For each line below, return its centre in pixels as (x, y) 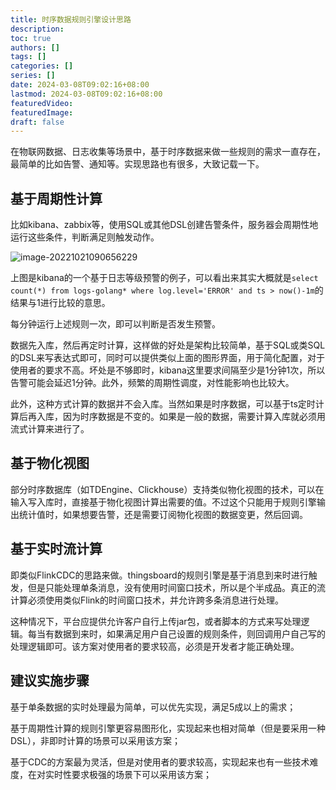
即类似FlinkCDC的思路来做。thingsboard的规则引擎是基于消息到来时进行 (159, 575)
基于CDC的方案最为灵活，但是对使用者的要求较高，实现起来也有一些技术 (160, 762)
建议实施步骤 (50, 681)
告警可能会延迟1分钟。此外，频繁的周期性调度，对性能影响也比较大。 (152, 383)
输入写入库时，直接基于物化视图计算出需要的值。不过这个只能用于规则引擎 (163, 502)
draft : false (37, 122)
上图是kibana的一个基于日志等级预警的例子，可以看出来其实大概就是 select (164, 278)
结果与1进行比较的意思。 (60, 303)
